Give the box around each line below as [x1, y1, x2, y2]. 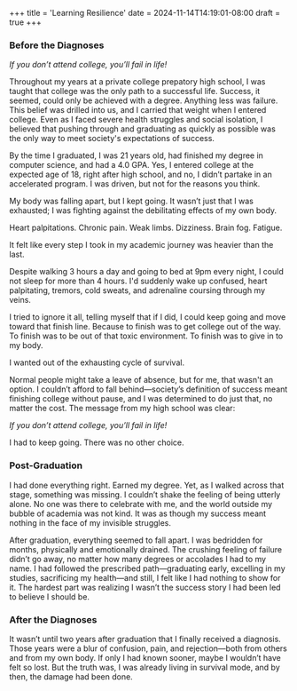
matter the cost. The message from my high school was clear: [9, 403, 236, 414]
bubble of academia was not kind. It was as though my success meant [9, 508, 267, 519]
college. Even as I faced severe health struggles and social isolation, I [9, 115, 263, 125]
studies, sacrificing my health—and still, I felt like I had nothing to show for [9, 572, 281, 583]
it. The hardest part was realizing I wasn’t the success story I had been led [9, 582, 281, 592]
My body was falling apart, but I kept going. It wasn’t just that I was [9, 195, 254, 207]
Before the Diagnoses [9, 39, 105, 52]
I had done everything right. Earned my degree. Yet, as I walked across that [9, 480, 285, 490]
